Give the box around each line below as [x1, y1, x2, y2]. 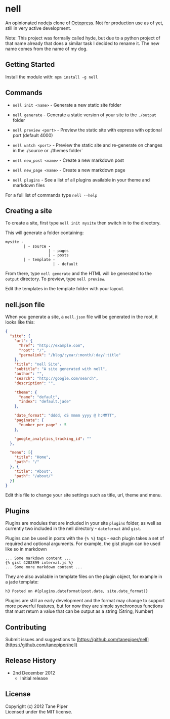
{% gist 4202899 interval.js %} [5, 560, 73, 565]
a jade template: [5, 579, 39, 585]
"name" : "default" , [18, 394, 60, 399]
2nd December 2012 [12, 669, 56, 676]
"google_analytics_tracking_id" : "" [14, 436, 92, 441]
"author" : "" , [14, 371, 44, 377]
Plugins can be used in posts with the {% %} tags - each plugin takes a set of [5, 535, 164, 542]
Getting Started [5, 60, 55, 69]
